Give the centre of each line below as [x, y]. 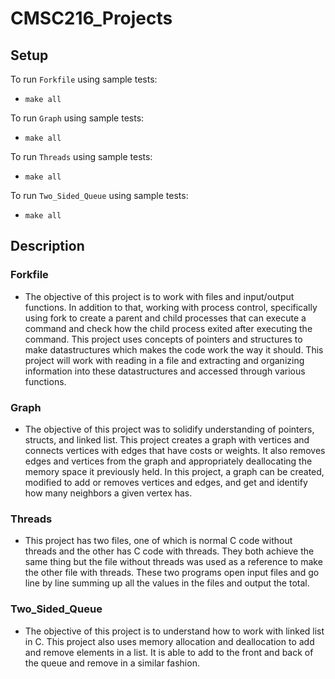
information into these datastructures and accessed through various [165, 371]
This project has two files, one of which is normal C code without [158, 541]
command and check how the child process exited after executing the [168, 328]
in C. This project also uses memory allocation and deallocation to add [169, 641]
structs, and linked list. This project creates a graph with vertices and [167, 439]
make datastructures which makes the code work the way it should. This [174, 349]
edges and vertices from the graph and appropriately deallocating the [168, 461]
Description [47, 246]
